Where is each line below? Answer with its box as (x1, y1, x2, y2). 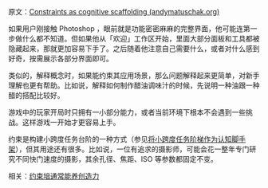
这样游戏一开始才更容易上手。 (22, 118, 120, 127)
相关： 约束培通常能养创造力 (8, 171, 100, 181)
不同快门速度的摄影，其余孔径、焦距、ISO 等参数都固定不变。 (14, 155, 218, 163)
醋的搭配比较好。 (8, 91, 65, 100)
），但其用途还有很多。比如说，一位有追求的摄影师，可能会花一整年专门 (15, 144, 250, 154)
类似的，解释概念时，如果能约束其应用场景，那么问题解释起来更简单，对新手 (8, 71, 260, 80)
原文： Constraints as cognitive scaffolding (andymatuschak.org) (8, 7, 220, 16)
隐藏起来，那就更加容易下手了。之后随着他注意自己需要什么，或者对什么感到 (8, 44, 260, 53)
